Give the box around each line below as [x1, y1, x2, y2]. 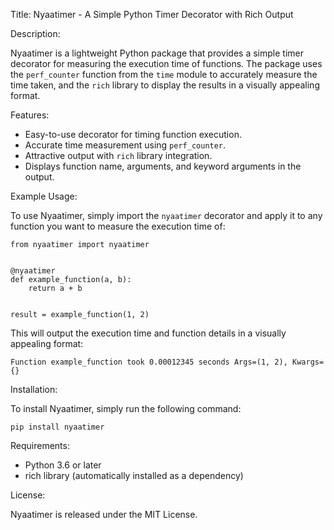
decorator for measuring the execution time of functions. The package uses [10, 58, 323, 69]
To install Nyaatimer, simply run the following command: [10, 403, 242, 414]
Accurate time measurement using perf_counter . [24, 139, 227, 151]
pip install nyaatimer [10, 422, 105, 432]
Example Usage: [10, 190, 78, 202]
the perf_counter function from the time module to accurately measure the [10, 69, 318, 80]
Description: [10, 28, 61, 39]
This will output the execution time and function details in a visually [10, 327, 287, 339]
